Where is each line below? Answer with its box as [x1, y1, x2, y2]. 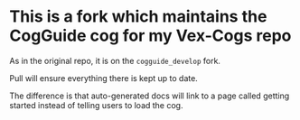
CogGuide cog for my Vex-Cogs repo [9, 25, 292, 46]
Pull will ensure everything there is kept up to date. [9, 72, 199, 83]
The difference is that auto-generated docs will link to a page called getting [9, 90, 290, 101]
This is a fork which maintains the [9, 6, 267, 27]
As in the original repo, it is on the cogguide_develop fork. [9, 55, 221, 66]
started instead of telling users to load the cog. [9, 99, 183, 110]
